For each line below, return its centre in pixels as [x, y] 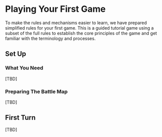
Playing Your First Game [56, 9]
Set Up [16, 54]
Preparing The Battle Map [37, 91]
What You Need [24, 68]
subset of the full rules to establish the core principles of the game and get [81, 33]
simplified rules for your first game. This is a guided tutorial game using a [80, 28]
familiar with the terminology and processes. [50, 38]
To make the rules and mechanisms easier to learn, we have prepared [76, 23]
